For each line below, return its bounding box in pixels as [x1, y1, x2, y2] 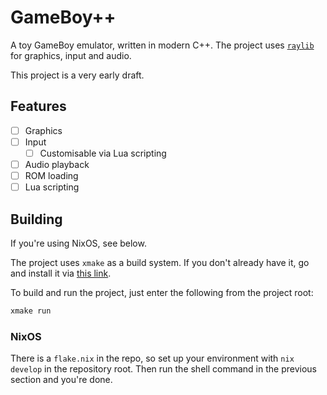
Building [10, 211, 63, 228]
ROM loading [24, 170, 79, 181]
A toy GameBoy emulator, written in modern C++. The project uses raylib [10, 39, 315, 51]
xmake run [10, 306, 52, 316]
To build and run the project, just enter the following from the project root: [10, 286, 314, 298]
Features [10, 98, 67, 115]
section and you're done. [10, 374, 113, 386]
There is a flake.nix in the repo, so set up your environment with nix [10, 352, 295, 365]
